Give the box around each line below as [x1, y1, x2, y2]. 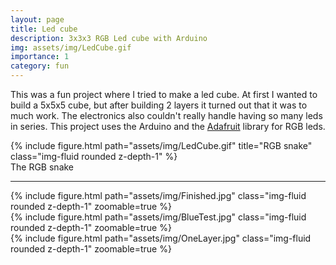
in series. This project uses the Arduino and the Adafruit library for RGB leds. [10, 121, 326, 132]
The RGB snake [10, 161, 75, 173]
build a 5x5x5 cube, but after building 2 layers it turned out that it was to [10, 99, 308, 111]
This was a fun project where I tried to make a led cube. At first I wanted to [10, 89, 318, 100]
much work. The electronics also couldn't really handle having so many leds [10, 110, 323, 121]
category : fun [10, 61, 70, 71]
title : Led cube [10, 24, 78, 34]
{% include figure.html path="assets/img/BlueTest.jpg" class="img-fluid [10, 211, 307, 223]
